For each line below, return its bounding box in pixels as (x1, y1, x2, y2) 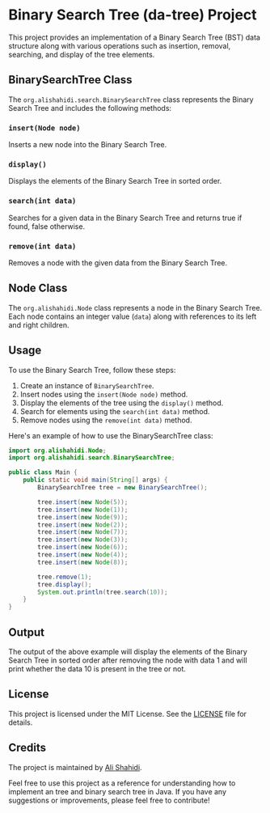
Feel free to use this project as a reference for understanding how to (8, 778, 236, 788)
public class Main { (8, 468, 78, 476)
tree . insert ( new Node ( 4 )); (37, 551, 129, 559)
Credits (8, 741, 47, 755)
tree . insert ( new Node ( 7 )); (37, 528, 129, 536)
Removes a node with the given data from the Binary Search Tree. (8, 257, 228, 268)
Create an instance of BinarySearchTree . (19, 380, 154, 390)
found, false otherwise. (8, 221, 86, 231)
